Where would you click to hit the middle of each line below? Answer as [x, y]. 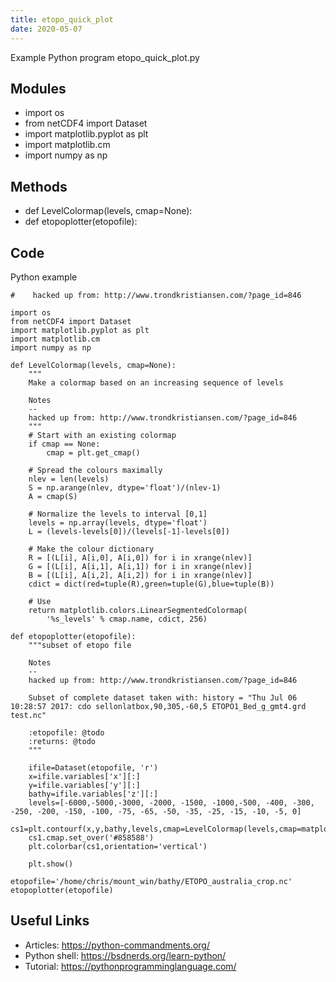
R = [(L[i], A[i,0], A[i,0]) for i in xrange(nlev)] [140, 557]
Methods [39, 186]
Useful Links [50, 921]
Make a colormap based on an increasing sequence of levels [156, 382]
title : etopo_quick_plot [62, 19]
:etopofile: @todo [66, 732]
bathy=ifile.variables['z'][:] [93, 794]
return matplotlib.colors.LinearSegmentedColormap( [138, 610]
